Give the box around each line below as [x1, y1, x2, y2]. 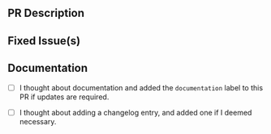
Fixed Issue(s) [7, 34, 81, 48]
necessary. [19, 116, 57, 126]
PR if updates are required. [19, 92, 110, 102]
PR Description [7, 6, 85, 20]
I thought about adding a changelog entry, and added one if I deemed [19, 107, 252, 117]
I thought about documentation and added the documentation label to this [19, 82, 264, 92]
